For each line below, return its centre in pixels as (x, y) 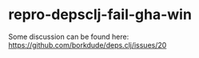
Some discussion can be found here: (69, 37)
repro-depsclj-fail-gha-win (100, 15)
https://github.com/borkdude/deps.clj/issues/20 (88, 44)
